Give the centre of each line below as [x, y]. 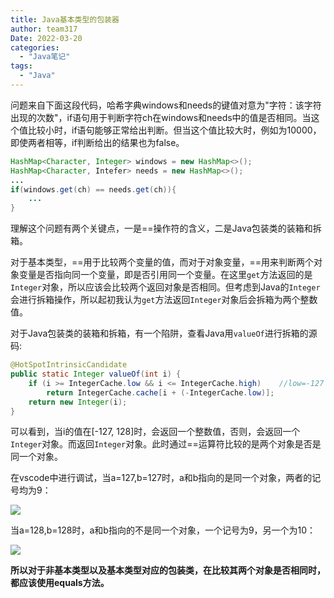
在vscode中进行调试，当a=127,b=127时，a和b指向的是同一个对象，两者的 [161, 478]
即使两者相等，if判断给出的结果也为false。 [97, 142]
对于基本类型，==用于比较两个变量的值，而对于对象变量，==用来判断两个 [162, 262]
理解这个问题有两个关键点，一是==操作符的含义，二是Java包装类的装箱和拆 [166, 228]
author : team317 [44, 29]
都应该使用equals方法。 [60, 583]
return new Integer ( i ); [78, 402]
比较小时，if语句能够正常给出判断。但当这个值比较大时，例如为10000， [174, 130]
